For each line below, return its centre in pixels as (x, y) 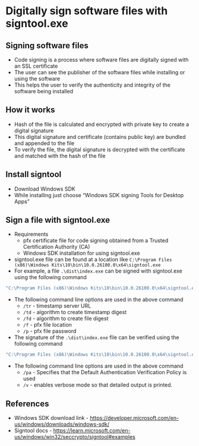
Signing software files (47, 45)
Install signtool (34, 174)
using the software (37, 79)
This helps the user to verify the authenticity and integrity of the (92, 85)
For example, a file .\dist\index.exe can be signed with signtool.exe (98, 271)
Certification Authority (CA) (56, 247)
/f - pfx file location (48, 325)
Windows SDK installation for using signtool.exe (81, 253)
